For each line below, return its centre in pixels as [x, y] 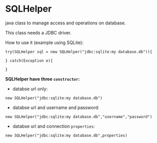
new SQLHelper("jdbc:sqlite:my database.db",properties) [66, 135]
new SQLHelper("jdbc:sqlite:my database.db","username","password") [79, 117]
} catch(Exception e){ [29, 61]
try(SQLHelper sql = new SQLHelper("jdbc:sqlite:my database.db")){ [79, 52]
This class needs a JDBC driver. [38, 32]
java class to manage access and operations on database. [66, 23]
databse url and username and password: [56, 108]
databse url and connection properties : [54, 126]
